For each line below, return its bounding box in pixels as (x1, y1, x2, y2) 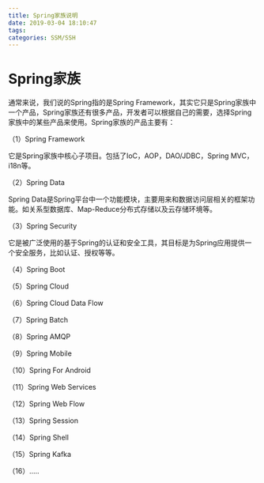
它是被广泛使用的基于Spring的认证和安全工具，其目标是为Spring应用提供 (8, 238, 245, 247)
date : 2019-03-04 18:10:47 (8, 19, 97, 27)
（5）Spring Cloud (8, 281, 70, 291)
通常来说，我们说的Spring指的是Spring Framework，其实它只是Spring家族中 (8, 98, 257, 108)
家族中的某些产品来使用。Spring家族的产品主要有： (8, 118, 175, 127)
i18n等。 (8, 161, 36, 171)
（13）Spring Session (8, 416, 79, 425)
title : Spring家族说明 (8, 11, 78, 20)
